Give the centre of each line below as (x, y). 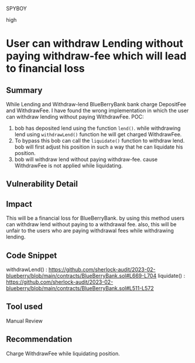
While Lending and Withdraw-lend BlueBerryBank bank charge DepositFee (96, 104)
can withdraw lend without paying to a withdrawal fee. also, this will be (91, 224)
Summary (24, 90)
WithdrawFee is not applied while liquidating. (69, 166)
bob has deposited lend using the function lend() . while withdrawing (97, 128)
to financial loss (45, 68)
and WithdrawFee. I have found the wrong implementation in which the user (97, 110)
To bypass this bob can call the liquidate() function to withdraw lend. (100, 141)
